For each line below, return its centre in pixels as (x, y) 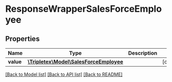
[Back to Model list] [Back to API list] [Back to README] (64, 74)
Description (143, 53)
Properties (23, 39)
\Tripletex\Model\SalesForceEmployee (75, 62)
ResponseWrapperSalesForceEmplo (84, 9)
